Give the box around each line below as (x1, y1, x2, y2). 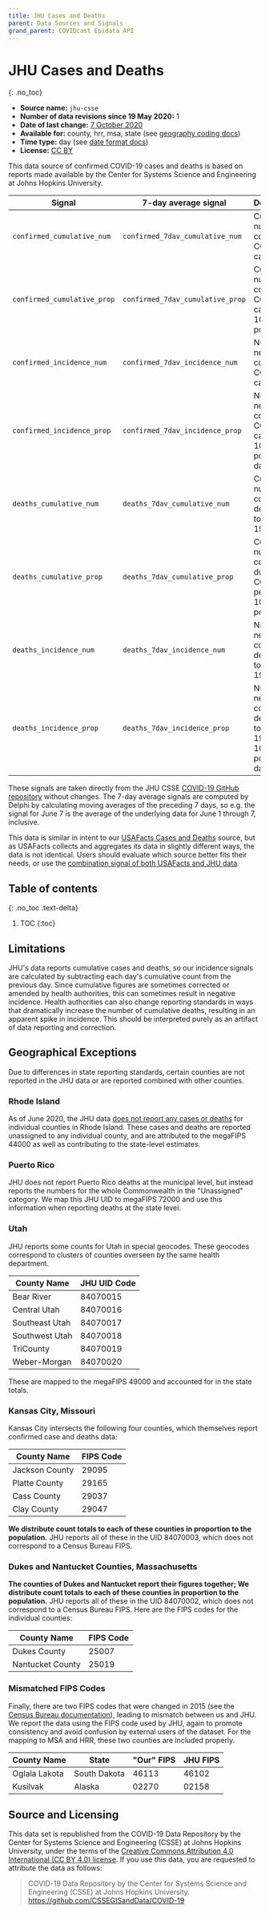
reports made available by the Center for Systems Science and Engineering (8, 170, 257, 180)
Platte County (12, 1477, 64, 1488)
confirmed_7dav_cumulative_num (122, 232, 242, 241)
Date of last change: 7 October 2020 (19, 120, 143, 130)
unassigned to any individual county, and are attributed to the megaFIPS (8, 1131, 247, 1140)
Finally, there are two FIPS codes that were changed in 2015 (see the (8, 1701, 235, 1711)
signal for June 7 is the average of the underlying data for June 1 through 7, (8, 809, 256, 818)
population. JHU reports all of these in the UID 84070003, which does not (8, 1532, 254, 1542)
